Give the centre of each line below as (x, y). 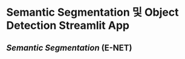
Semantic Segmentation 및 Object (92, 12)
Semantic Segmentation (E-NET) (69, 48)
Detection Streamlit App (68, 26)
